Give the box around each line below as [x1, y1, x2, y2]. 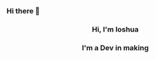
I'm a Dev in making [81, 43, 149, 52]
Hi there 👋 [6, 6, 41, 16]
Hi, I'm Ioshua [91, 24, 139, 34]
